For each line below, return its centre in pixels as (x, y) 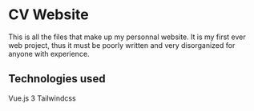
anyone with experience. (49, 54)
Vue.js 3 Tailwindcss (42, 98)
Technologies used (57, 79)
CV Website (49, 15)
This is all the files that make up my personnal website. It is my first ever (127, 37)
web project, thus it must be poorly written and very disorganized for (122, 45)
